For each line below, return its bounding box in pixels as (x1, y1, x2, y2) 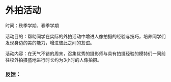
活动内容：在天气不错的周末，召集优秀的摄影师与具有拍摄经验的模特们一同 (5, 50, 161, 57)
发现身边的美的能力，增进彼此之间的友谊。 (5, 39, 95, 46)
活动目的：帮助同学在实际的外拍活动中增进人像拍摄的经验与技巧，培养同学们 (5, 33, 166, 39)
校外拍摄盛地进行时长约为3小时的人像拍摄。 (9, 57, 102, 63)
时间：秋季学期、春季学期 (5, 22, 59, 29)
